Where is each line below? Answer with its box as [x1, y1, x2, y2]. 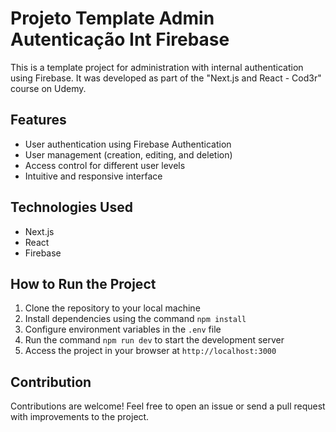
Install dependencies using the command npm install [24, 313, 247, 325]
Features [10, 112, 67, 129]
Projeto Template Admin [10, 7, 215, 30]
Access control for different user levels [24, 159, 186, 171]
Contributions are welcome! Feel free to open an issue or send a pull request [10, 400, 326, 412]
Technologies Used [10, 199, 133, 216]
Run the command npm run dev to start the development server [24, 334, 285, 346]
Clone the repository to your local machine [24, 302, 201, 314]
